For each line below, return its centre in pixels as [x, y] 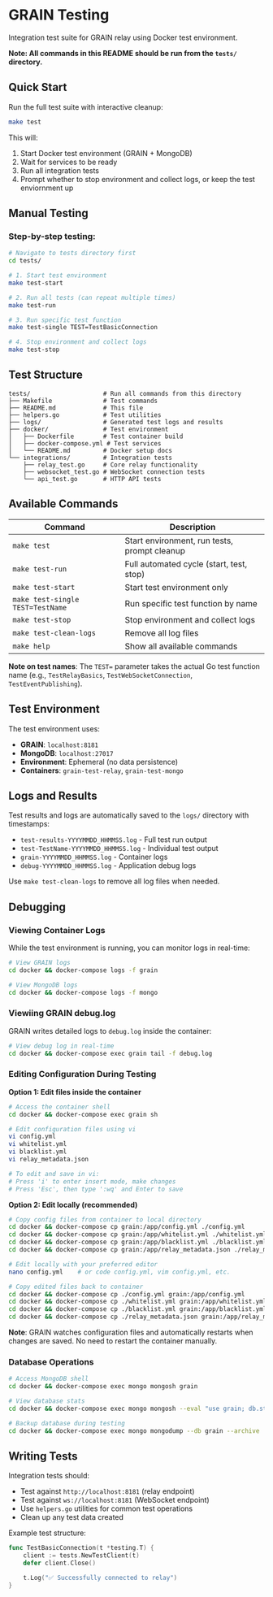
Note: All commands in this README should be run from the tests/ [123, 53]
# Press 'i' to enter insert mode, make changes [92, 1181]
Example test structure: [48, 1533]
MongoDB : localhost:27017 [67, 753]
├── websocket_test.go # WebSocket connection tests [114, 472]
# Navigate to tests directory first [72, 254]
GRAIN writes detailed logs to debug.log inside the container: [110, 1031]
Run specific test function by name [191, 603]
